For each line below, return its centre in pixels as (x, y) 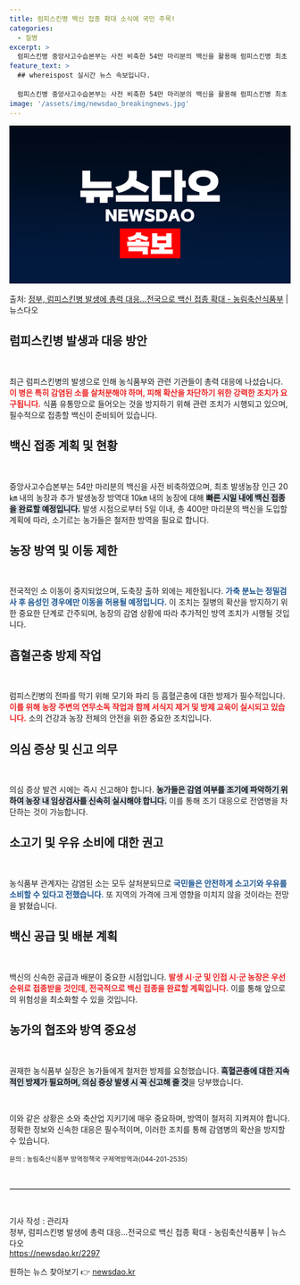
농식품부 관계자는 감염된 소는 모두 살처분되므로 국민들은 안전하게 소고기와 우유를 (148, 883)
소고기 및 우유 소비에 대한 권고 (87, 843)
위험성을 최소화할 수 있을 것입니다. (78, 999)
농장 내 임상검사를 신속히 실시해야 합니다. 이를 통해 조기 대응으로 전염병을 (152, 801)
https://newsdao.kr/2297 (55, 1253)
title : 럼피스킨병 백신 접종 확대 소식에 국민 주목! (92, 19)
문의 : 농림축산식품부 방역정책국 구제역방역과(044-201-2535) (99, 1159)
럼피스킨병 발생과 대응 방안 (78, 341)
